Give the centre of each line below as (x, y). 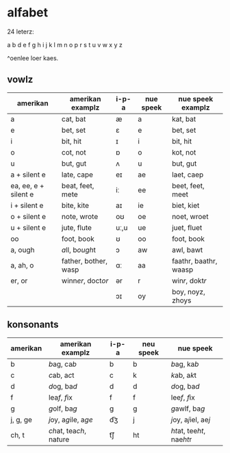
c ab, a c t (61, 375)
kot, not (184, 152)
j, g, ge (22, 419)
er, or (19, 281)
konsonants (33, 325)
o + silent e (28, 216)
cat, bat (74, 119)
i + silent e (27, 205)
